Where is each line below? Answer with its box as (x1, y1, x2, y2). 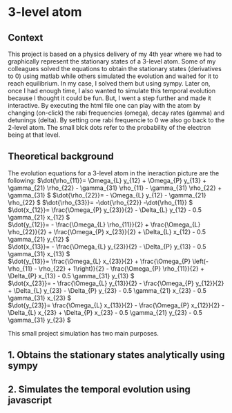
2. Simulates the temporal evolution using (8, 383, 191, 395)
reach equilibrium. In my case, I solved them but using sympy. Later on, (8, 79, 211, 87)
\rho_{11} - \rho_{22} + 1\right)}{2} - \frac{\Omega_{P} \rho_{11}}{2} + (8, 264, 205, 273)
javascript (8, 394, 52, 406)
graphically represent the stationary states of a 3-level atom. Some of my (8, 57, 216, 66)
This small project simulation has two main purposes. (8, 329, 159, 337)
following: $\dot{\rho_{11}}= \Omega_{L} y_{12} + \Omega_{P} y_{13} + (8, 176, 207, 184)
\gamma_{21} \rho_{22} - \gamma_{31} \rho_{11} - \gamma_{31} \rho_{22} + (8, 184, 222, 192)
